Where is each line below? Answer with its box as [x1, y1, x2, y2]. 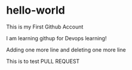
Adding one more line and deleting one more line [6, 46, 127, 53]
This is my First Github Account [6, 23, 84, 30]
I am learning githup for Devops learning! [6, 34, 107, 42]
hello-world [6, 4, 66, 17]
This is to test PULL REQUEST [6, 58, 80, 65]
